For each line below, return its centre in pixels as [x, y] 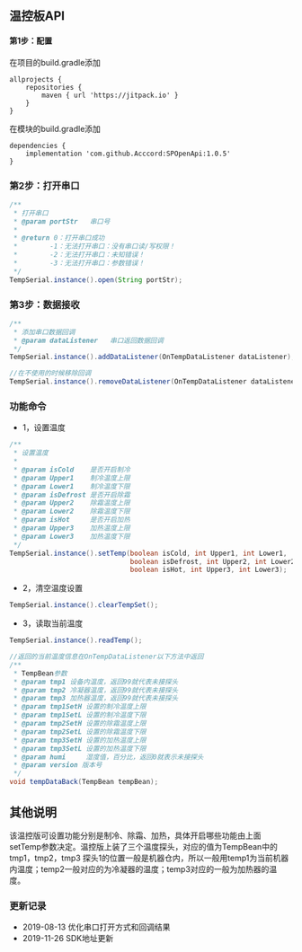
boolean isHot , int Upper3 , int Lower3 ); [209, 570]
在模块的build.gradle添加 [55, 128]
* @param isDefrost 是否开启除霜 [71, 495]
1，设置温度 [44, 428]
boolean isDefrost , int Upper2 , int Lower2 [213, 561]
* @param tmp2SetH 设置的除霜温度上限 [80, 724]
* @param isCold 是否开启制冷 [71, 470]
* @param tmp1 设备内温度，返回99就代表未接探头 [96, 682]
